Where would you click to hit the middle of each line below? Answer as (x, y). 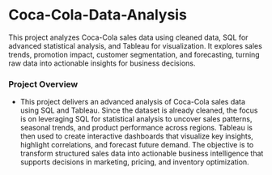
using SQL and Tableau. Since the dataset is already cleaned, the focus (139, 110)
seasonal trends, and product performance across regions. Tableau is (136, 128)
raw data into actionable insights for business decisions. (102, 63)
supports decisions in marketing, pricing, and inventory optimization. (134, 162)
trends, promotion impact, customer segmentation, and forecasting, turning (134, 54)
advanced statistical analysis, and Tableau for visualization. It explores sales (136, 45)
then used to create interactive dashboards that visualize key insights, (136, 136)
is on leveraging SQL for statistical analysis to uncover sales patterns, (136, 119)
